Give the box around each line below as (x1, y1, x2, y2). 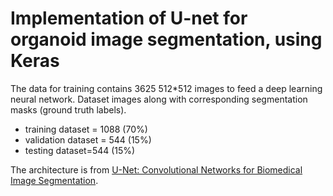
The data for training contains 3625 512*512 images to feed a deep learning (10, 82, 323, 94)
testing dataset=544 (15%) (24, 144, 136, 156)
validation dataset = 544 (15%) (24, 133, 152, 146)
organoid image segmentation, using (10, 28, 323, 51)
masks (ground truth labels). (10, 103, 127, 116)
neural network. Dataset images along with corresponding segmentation (10, 93, 308, 105)
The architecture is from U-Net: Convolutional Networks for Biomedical (10, 163, 303, 176)
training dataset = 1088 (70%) (24, 123, 148, 135)
